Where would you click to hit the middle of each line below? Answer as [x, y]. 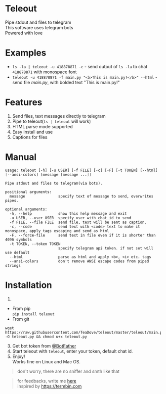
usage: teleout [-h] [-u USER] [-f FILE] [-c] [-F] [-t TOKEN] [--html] [82, 170]
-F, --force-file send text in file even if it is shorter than [83, 235]
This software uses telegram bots [39, 27]
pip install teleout [33, 314]
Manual [21, 157]
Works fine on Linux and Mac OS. [46, 361]
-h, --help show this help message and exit [68, 213]
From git [21, 319]
